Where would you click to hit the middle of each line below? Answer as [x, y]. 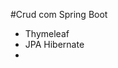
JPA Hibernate [54, 44]
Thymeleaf [47, 33]
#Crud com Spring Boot [59, 14]
